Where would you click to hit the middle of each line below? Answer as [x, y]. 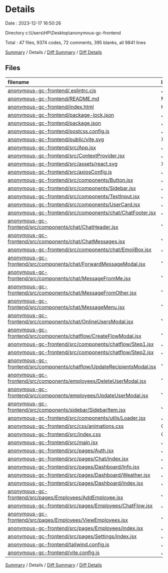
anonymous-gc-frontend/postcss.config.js [59, 131]
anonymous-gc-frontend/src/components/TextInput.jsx [74, 196]
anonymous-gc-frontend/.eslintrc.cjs [52, 90]
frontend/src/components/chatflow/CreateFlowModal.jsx [74, 336]
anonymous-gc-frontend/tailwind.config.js [58, 544]
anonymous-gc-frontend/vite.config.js [54, 552]
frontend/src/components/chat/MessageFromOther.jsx [72, 293]
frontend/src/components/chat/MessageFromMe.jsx [69, 278]
